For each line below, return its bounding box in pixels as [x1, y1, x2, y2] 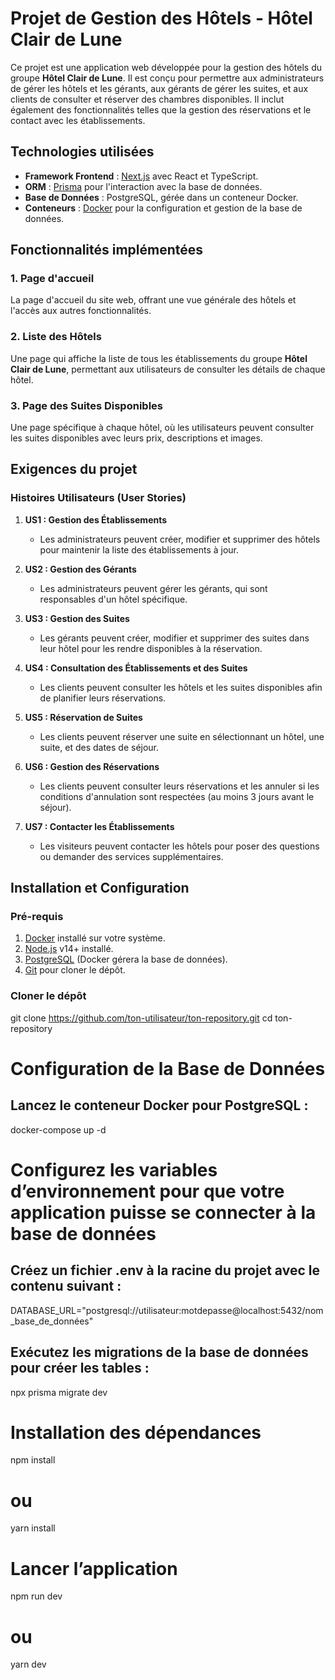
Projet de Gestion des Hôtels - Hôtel [10, 7, 313, 30]
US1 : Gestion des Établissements [24, 513, 168, 526]
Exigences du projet [10, 461, 138, 478]
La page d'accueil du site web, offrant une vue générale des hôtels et [10, 294, 297, 306]
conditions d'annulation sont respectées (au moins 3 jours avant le [39, 790, 315, 802]
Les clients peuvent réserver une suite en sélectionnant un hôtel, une [39, 730, 325, 742]
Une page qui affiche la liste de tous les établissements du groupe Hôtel [10, 352, 308, 364]
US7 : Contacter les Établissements [24, 820, 175, 832]
